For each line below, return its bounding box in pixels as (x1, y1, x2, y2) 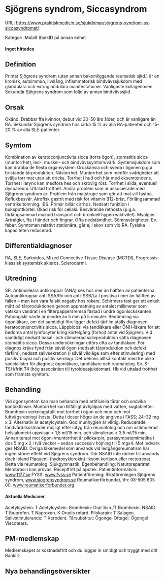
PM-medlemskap (5, 535, 59, 543)
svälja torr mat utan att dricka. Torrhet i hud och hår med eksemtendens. (5, 175, 153, 181)
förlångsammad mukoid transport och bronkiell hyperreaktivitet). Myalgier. (5, 211, 156, 217)
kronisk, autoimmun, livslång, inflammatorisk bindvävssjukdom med (5, 78, 142, 84)
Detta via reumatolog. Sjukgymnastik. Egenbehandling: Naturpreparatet (5, 461, 150, 467)
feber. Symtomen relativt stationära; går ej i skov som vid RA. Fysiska (5, 222, 145, 228)
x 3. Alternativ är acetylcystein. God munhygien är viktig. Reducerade (5, 419, 146, 425)
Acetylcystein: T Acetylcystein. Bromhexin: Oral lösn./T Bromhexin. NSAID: (5, 504, 157, 511)
